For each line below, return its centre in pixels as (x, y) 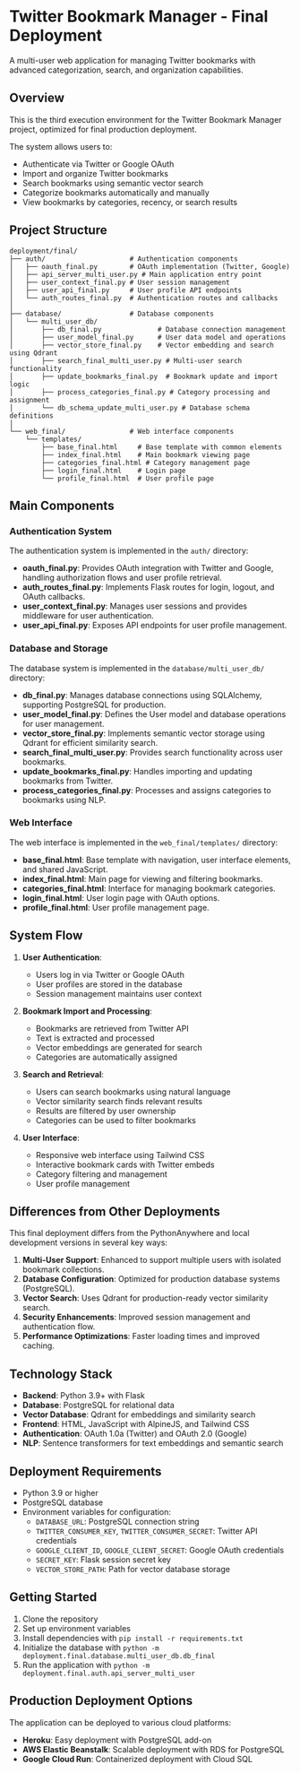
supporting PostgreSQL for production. (94, 705)
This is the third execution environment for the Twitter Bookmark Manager (146, 119)
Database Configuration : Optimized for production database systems (151, 1279)
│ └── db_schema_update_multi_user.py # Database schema (130, 408)
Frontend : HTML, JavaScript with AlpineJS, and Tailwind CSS (136, 1424)
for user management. (63, 723)
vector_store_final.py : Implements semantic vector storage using (144, 733)
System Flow (46, 935)
